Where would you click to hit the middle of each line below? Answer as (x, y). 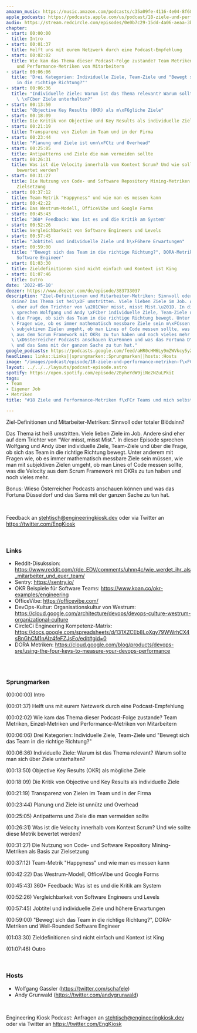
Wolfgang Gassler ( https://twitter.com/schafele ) (72, 988)
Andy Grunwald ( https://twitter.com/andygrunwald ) (77, 995)
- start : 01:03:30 (28, 263)
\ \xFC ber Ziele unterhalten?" (55, 99)
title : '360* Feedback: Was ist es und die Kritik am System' (89, 220)
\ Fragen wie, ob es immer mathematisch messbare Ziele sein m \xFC (96, 323)
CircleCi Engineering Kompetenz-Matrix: (63, 626)
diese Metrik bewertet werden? (44, 834)
